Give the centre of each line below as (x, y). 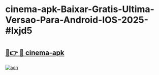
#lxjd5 (19, 31)
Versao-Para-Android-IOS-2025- (77, 20)
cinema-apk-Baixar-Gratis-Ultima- (80, 9)
